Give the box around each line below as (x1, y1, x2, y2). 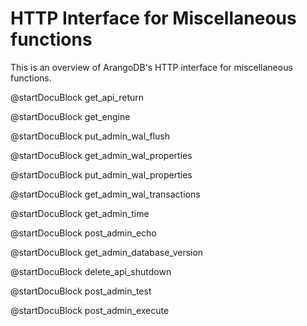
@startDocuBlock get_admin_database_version (10, 246, 204, 258)
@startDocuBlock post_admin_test (10, 285, 152, 297)
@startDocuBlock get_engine (10, 110, 131, 122)
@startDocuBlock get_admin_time (10, 207, 150, 219)
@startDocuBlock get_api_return (10, 91, 145, 103)
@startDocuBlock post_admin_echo (10, 227, 157, 239)
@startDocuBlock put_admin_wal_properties (10, 168, 193, 181)
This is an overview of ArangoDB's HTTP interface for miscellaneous (10, 61, 293, 73)
